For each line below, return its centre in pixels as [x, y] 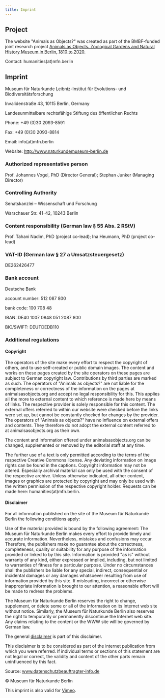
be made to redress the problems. [39, 591]
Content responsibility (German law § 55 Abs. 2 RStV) [70, 226]
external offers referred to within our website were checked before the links [82, 409]
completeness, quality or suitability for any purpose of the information [76, 549]
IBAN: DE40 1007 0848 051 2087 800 [43, 317]
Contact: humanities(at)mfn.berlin [39, 62]
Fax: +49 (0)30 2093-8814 [32, 132]
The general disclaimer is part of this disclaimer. [54, 636]
